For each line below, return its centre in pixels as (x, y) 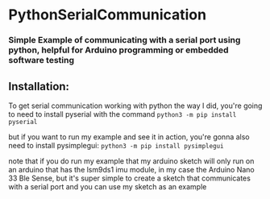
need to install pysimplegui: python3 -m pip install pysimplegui (116, 145)
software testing (42, 60)
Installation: (39, 86)
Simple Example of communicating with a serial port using (125, 40)
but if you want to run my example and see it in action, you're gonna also (129, 137)
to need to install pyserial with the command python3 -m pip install (123, 114)
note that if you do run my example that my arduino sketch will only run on (131, 161)
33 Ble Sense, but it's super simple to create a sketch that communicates (130, 178)
